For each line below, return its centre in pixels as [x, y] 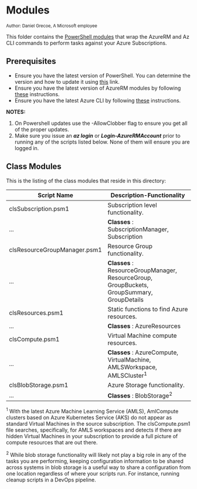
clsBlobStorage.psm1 [39, 385]
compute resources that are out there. [52, 442]
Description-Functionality [148, 195]
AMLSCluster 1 [128, 375]
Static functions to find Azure [148, 309]
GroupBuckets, [128, 285]
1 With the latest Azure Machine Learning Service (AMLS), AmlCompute [92, 411]
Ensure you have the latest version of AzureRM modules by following [98, 88]
